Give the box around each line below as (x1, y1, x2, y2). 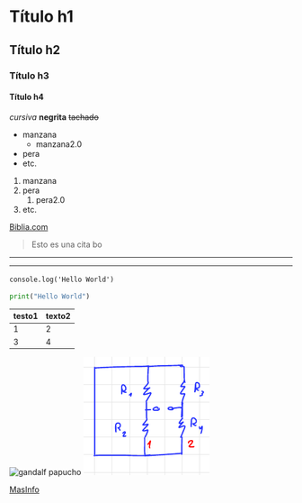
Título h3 (9, 69, 49, 82)
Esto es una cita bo (31, 239, 103, 250)
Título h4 (9, 92, 44, 103)
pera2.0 (35, 194, 66, 205)
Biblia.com (9, 221, 49, 232)
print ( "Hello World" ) (9, 291, 91, 301)
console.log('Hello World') (9, 275, 115, 284)
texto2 (45, 311, 71, 322)
